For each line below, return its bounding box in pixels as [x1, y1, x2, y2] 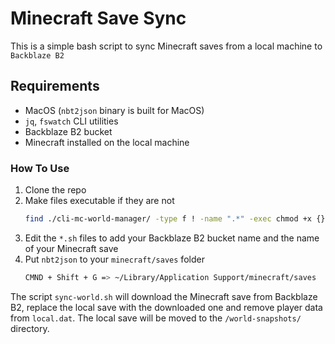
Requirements [10, 78, 100, 95]
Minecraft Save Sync [10, 7, 187, 30]
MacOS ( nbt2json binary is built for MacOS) [24, 104, 205, 116]
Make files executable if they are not [24, 195, 175, 207]
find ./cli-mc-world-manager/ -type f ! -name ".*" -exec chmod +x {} [24, 214, 326, 224]
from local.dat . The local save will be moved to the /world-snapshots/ [10, 312, 302, 324]
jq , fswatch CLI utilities [24, 115, 119, 127]
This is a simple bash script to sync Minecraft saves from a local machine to [10, 40, 323, 52]
